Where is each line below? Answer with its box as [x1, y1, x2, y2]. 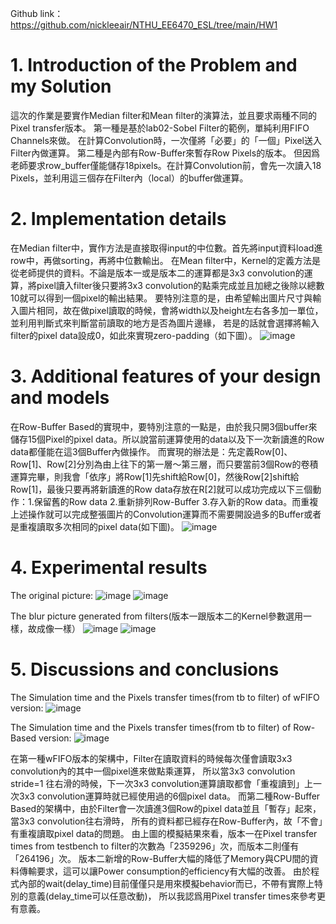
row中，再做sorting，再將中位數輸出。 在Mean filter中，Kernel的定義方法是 [10, 254, 322, 266]
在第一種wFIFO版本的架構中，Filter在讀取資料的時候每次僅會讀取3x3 [10, 752, 293, 764]
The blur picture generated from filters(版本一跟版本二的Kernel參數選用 [10, 610, 303, 622]
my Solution [10, 75, 112, 98]
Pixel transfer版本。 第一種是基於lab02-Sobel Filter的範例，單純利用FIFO [10, 122, 310, 134]
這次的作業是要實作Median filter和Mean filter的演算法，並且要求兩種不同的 [10, 109, 317, 121]
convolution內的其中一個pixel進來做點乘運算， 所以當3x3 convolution [10, 765, 296, 777]
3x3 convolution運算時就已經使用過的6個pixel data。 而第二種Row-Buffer [18, 790, 321, 802]
